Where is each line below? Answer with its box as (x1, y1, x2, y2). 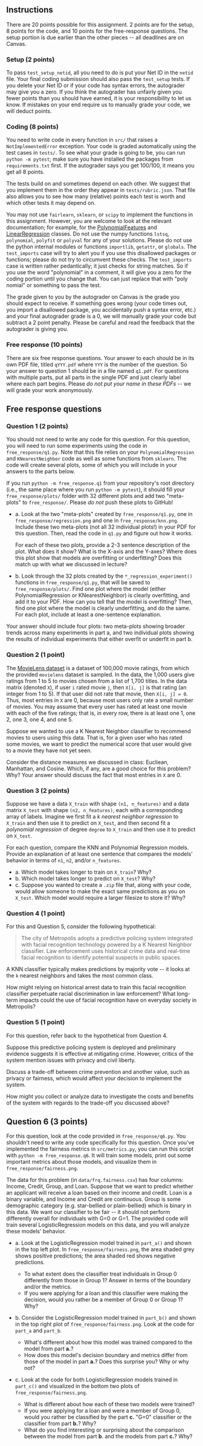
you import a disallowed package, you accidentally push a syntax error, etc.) (6, 306, 196, 314)
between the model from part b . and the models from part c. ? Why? (24, 1433, 193, 1440)
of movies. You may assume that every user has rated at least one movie (6, 703, 187, 710)
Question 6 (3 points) (6, 1116, 88, 1126)
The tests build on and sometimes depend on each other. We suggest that (6, 180, 190, 187)
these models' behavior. (6, 1228, 66, 1235)
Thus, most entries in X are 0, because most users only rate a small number (6, 696, 193, 703)
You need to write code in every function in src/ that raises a (6, 136, 158, 144)
